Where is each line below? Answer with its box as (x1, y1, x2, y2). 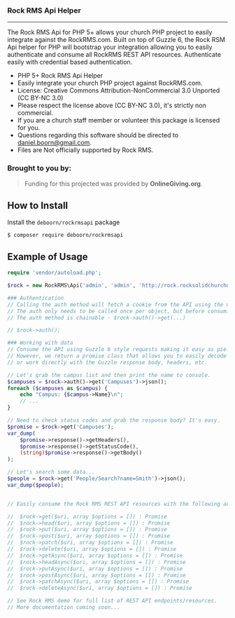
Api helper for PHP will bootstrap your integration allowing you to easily (7, 43, 213, 51)
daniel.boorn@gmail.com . (17, 139, 92, 147)
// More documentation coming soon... (7, 604, 120, 611)
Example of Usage (7, 251, 88, 263)
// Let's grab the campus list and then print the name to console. (7, 371, 211, 378)
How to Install (7, 199, 69, 212)
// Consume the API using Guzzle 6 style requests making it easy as (7, 346, 215, 353)
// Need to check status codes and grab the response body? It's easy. (7, 417, 220, 424)
